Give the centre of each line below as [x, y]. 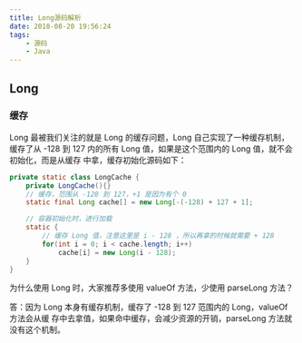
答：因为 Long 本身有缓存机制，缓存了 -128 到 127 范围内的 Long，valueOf [149, 307]
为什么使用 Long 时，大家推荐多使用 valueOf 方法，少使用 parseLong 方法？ [151, 288]
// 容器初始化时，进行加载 [69, 219]
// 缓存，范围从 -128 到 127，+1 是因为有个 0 [107, 194]
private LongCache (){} [68, 186]
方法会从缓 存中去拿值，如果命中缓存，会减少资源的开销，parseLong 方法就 [151, 318]
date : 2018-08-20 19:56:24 [60, 26]
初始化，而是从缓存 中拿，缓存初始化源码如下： [98, 160]
